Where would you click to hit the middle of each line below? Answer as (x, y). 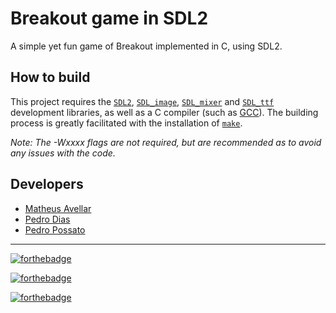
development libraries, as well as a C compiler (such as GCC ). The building (164, 112)
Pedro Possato (55, 229)
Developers (47, 184)
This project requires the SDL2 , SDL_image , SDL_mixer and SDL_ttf (142, 101)
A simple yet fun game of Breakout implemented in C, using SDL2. (146, 46)
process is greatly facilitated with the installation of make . (126, 123)
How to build (50, 77)
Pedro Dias (47, 219)
